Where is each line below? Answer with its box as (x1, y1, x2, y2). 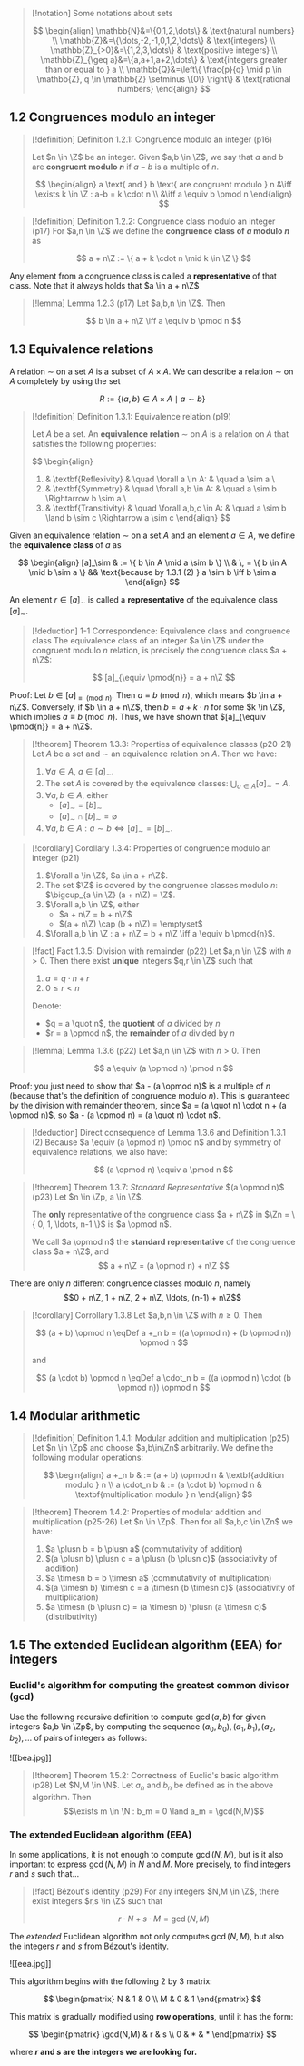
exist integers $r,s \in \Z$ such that (31, 1896, 163, 1907)
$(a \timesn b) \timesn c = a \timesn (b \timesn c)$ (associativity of (44, 1582, 296, 1593)
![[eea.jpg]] (9, 1959, 52, 1970)
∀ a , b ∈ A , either (44, 789, 109, 800)
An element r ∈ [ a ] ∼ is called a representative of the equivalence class (9, 593, 279, 607)
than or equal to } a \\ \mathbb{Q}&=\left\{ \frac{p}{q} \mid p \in (44, 64, 283, 75)
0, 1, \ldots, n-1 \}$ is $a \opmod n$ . (37, 1219, 172, 1230)
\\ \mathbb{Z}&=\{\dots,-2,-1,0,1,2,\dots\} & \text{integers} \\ (52, 35, 276, 46)
